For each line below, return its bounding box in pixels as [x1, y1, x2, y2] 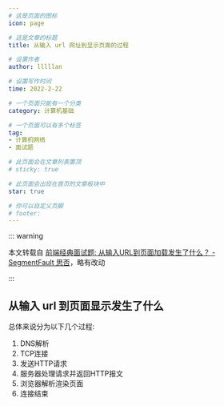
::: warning [8, 231, 44, 241]
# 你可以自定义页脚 [8, 202, 64, 210]
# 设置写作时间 [8, 78, 52, 86]
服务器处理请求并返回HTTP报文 [19, 369, 124, 379]
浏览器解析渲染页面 [19, 379, 84, 388]
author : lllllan [8, 63, 62, 71]
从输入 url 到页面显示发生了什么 [8, 299, 164, 312]
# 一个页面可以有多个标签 [8, 121, 82, 129]
